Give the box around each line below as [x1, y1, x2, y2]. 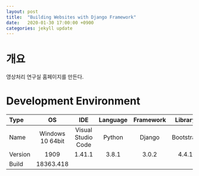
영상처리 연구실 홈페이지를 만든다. [6, 73, 84, 81]
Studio [75, 133, 93, 142]
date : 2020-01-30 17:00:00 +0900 [6, 20, 94, 25]
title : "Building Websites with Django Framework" [6, 14, 136, 20]
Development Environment [6, 94, 140, 108]
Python [103, 133, 123, 142]
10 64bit [40, 137, 65, 145]
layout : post [6, 8, 38, 15]
